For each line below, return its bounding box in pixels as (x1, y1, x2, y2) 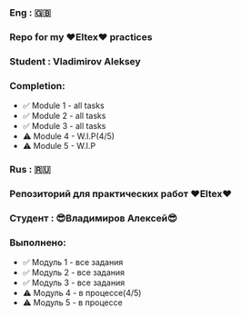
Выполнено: (9, 236, 66, 249)
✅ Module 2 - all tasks (22, 111, 106, 122)
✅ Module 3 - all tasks (22, 121, 106, 132)
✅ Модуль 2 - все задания (22, 267, 126, 278)
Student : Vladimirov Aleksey (9, 54, 141, 67)
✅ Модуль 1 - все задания (22, 257, 124, 268)
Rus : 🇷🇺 (9, 163, 52, 175)
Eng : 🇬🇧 (9, 6, 52, 19)
